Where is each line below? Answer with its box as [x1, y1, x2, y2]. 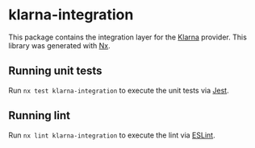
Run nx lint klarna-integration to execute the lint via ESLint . [8, 130, 215, 140]
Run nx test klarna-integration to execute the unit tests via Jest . [8, 85, 229, 95]
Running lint [8, 109, 71, 122]
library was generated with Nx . [8, 40, 111, 50]
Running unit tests [8, 64, 102, 78]
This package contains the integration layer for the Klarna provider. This [8, 32, 248, 42]
